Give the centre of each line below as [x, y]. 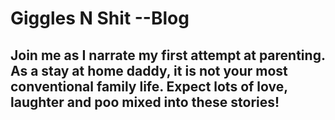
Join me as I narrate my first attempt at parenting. [168, 55]
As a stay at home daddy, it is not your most [149, 70]
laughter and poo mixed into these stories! [145, 102]
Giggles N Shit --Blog [100, 18]
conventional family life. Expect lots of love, [149, 86]
